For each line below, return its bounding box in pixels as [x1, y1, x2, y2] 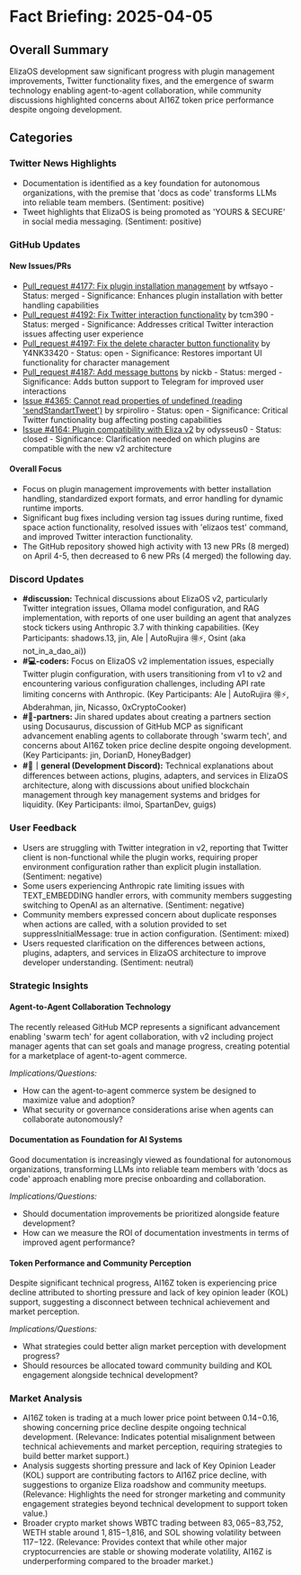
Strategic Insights [9, 979, 89, 991]
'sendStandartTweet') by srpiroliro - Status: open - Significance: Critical [22, 405, 289, 416]
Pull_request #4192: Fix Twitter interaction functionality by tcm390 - [22, 309, 274, 320]
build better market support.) [22, 1451, 130, 1462]
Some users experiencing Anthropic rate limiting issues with [22, 880, 245, 891]
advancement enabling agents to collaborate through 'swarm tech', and [22, 730, 288, 741]
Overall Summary [9, 42, 110, 58]
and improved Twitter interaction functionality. [22, 532, 193, 542]
